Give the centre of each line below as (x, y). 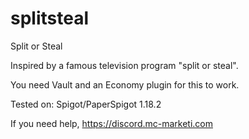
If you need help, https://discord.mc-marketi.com (111, 123)
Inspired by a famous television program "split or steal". (124, 65)
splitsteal (50, 18)
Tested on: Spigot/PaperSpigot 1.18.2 (86, 104)
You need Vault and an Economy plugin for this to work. (125, 84)
